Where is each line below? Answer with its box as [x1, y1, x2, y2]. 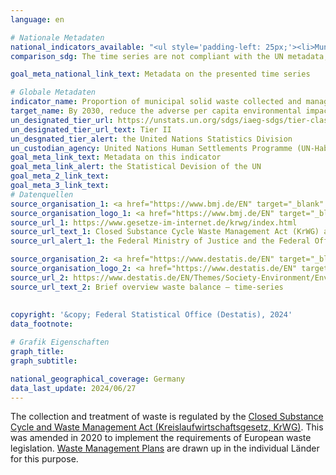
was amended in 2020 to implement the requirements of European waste [10, 432, 312, 444]
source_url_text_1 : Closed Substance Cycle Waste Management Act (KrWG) [10, 227, 320, 237]
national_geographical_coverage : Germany [10, 374, 186, 384]
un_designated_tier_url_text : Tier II [10, 124, 172, 135]
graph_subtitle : [10, 356, 78, 366]
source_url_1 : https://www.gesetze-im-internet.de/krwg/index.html [10, 217, 298, 228]
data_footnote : [10, 319, 74, 330]
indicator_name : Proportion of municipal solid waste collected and [10, 97, 302, 107]
